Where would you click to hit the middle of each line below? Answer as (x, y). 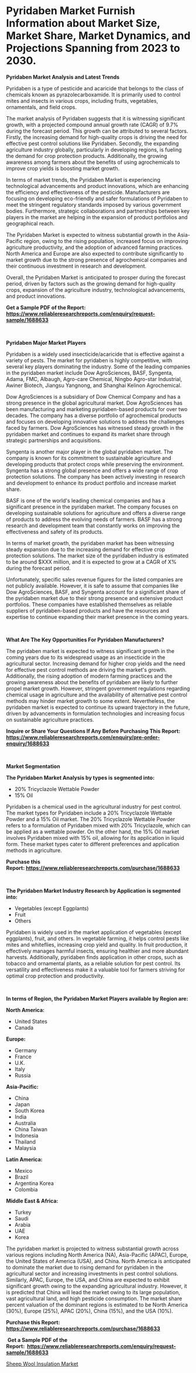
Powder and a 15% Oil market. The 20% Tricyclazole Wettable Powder (91, 819)
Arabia (23, 1224)
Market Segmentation (33, 766)
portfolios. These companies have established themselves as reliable (89, 604)
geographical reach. (30, 223)
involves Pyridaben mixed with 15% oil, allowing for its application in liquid (95, 837)
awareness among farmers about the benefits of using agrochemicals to (93, 162)
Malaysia (25, 1148)
